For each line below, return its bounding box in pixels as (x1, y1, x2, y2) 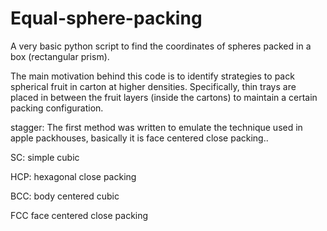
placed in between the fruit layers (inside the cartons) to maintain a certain (10, 91, 318, 103)
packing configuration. (10, 102, 104, 114)
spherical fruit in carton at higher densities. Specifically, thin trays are (10, 80, 297, 92)
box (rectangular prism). (10, 50, 110, 62)
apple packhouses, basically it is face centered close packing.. (10, 132, 269, 144)
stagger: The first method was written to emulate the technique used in (10, 121, 303, 133)
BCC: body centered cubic (10, 190, 120, 202)
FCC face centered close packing (10, 209, 149, 221)
